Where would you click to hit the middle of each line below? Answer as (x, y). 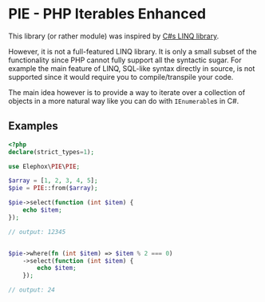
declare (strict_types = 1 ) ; (51, 152)
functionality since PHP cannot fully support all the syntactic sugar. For (125, 60)
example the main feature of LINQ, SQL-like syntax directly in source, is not (132, 68)
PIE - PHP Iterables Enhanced (107, 14)
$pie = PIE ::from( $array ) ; (53, 189)
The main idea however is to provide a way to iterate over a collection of (127, 92)
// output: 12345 (37, 232)
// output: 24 (32, 290)
